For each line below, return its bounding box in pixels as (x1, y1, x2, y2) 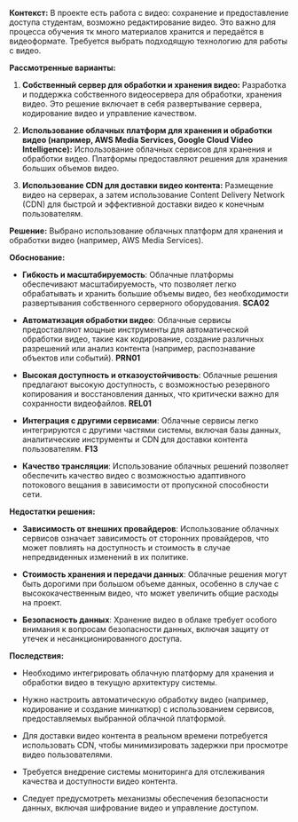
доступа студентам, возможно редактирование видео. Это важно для (9, 17, 277, 28)
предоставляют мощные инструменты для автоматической (21, 324, 249, 335)
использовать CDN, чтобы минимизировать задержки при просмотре (21, 740, 288, 750)
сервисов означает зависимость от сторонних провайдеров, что (21, 533, 270, 543)
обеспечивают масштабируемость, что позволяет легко (21, 279, 237, 289)
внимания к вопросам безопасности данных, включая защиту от (21, 624, 270, 634)
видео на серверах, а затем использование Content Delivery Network (21, 190, 286, 200)
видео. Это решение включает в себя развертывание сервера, (21, 99, 263, 109)
